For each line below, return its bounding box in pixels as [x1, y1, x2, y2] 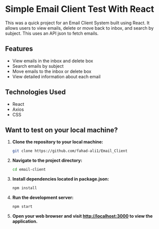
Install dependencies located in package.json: [12, 176, 110, 182]
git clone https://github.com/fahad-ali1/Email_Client [12, 148, 128, 154]
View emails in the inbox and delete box [12, 58, 93, 64]
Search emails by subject [12, 63, 64, 69]
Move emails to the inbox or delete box [12, 68, 92, 74]
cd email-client [12, 167, 46, 172]
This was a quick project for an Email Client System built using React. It [5, 20, 150, 26]
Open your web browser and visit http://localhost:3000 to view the [12, 213, 153, 219]
